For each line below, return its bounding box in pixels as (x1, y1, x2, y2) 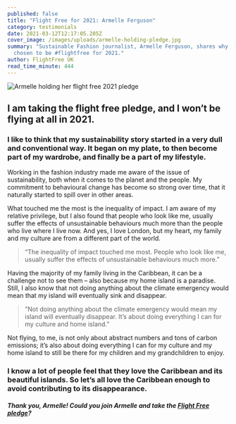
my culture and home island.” (24, 320, 110, 328)
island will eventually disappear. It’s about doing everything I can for (24, 313, 222, 321)
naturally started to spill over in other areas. (7, 191, 134, 199)
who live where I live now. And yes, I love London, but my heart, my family (7, 227, 222, 235)
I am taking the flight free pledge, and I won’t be (7, 103, 221, 115)
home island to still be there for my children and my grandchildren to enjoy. (7, 349, 225, 357)
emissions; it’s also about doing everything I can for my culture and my (7, 341, 213, 349)
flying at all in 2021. (7, 113, 95, 125)
